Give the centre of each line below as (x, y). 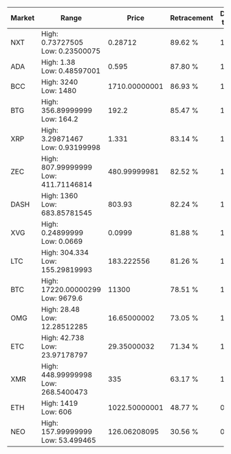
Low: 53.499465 (68, 440)
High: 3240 (59, 82)
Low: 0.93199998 (71, 147)
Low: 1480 (59, 91)
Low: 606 (56, 412)
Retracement (192, 18)
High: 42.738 (63, 338)
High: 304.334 (65, 252)
